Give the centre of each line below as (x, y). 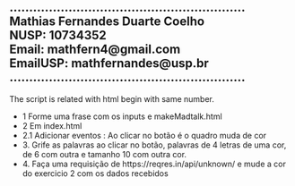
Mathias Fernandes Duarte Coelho (107, 22)
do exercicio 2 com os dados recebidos (95, 173)
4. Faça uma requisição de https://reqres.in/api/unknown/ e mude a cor (154, 164)
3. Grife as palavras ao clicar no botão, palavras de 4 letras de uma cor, (154, 145)
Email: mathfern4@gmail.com (95, 50)
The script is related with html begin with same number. (112, 98)
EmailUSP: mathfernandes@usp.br (109, 63)
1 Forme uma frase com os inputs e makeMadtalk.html (122, 116)
